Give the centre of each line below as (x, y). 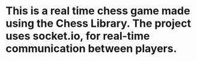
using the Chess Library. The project (98, 23)
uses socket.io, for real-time (78, 36)
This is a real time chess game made (98, 11)
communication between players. (91, 49)
